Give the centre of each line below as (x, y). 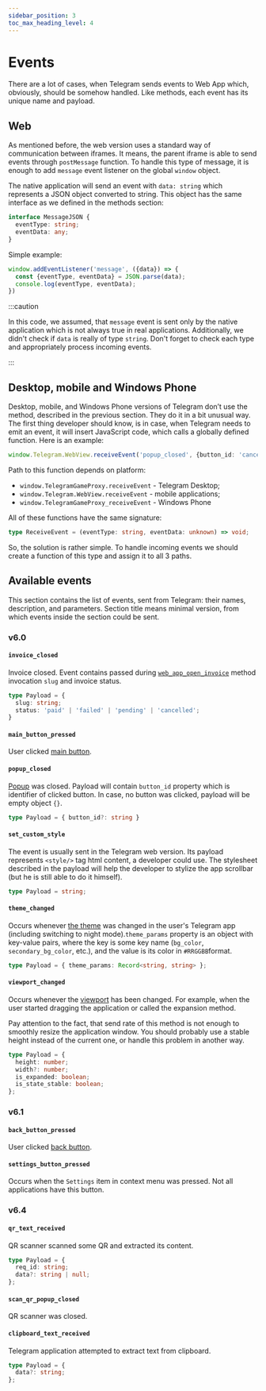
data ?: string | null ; (53, 1275)
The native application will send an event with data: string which (116, 186)
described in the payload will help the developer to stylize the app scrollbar (131, 868)
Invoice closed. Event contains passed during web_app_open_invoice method (132, 672)
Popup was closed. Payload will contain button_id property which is (119, 786)
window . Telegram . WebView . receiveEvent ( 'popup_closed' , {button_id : (122, 455)
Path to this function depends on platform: (77, 470)
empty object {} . (36, 803)
